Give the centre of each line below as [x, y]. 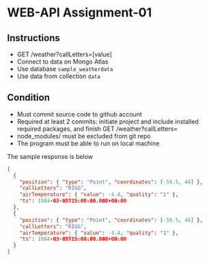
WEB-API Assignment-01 [80, 13]
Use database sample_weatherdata [65, 69]
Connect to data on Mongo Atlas [62, 62]
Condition [28, 98]
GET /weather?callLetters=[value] [65, 54]
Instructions [33, 38]
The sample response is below [50, 156]
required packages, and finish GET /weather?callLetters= [97, 129]
